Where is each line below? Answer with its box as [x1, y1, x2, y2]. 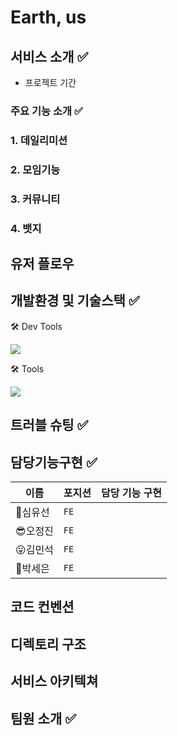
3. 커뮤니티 [10, 192, 61, 206]
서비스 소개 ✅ [10, 48, 89, 65]
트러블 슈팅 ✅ [10, 417, 89, 434]
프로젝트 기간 [24, 77, 77, 88]
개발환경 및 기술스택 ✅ [10, 292, 140, 310]
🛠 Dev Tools [10, 320, 63, 332]
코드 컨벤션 [10, 599, 75, 616]
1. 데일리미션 [10, 133, 68, 147]
